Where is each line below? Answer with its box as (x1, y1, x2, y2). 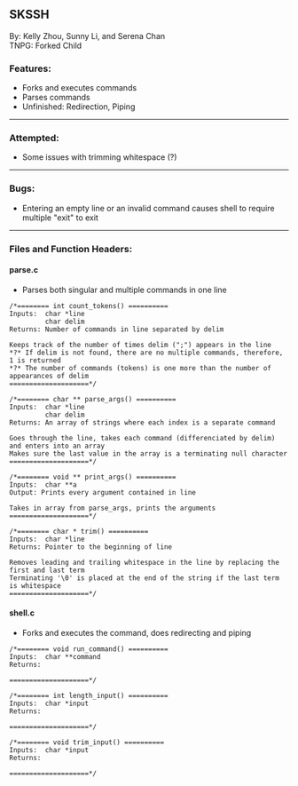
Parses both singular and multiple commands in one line (21, 284, 228, 295)
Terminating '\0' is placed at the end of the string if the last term (9, 573, 279, 583)
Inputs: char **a (9, 480, 77, 489)
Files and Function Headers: (9, 242, 133, 255)
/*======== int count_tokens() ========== (9, 301, 169, 310)
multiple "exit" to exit (21, 212, 99, 223)
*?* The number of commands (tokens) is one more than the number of (9, 363, 272, 372)
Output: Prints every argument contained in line (9, 488, 197, 496)
